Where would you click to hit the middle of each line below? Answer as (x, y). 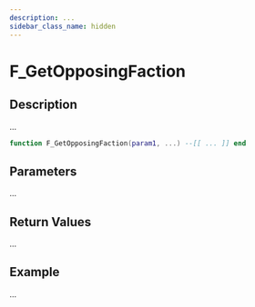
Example (35, 272)
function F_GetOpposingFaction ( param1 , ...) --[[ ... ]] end (128, 143)
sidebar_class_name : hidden (63, 26)
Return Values (51, 222)
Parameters (43, 171)
